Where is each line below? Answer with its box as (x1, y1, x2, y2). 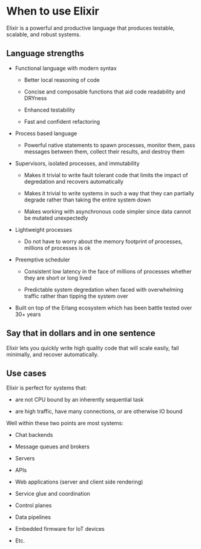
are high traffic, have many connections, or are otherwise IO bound (15, 408, 183, 415)
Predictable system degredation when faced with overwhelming (24, 286, 183, 293)
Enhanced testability (24, 106, 76, 113)
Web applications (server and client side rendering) (15, 478, 143, 486)
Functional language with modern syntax (15, 64, 117, 72)
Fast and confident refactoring (24, 118, 100, 125)
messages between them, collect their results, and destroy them (24, 147, 185, 155)
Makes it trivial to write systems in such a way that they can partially (24, 189, 194, 197)
